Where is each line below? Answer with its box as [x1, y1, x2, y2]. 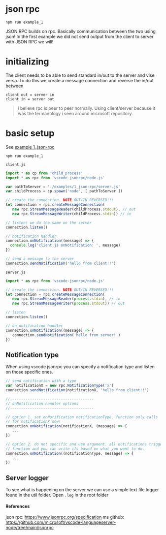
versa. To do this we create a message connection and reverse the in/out [5, 77, 154, 83]
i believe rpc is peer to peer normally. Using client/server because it [17, 105, 156, 111]
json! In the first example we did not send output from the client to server [5, 33, 154, 39]
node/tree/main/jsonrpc [5, 525, 54, 531]
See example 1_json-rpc [5, 144, 55, 150]
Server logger [5, 473, 49, 482]
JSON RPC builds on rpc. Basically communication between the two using [5, 28, 156, 34]
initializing [5, 56, 49, 67]
